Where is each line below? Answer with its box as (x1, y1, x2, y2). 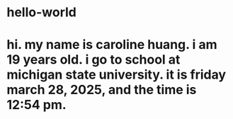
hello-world (6, 4, 77, 21)
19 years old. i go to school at (6, 52, 181, 68)
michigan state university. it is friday (6, 67, 227, 83)
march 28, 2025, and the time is (6, 82, 197, 98)
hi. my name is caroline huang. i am (6, 37, 217, 53)
